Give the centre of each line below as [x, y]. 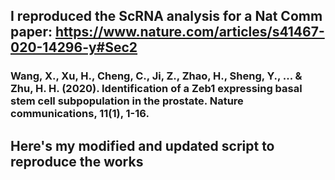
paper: [31, 32]
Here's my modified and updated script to [142, 145]
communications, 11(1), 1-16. [80, 114]
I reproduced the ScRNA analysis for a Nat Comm [166, 16]
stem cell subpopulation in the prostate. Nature [127, 101]
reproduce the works [77, 161]
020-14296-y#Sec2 [74, 47]
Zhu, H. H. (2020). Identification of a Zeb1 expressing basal [156, 89]
